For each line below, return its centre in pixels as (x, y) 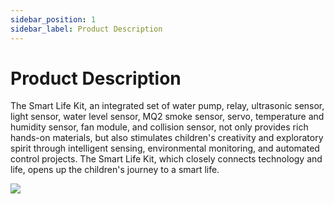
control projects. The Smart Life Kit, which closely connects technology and (166, 159)
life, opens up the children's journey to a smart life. (115, 170)
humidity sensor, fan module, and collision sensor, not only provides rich (159, 127)
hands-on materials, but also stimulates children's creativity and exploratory (167, 138)
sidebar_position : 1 (53, 19)
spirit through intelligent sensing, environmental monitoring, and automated (165, 148)
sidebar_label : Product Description (86, 29)
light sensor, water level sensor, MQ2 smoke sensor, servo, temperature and (167, 117)
